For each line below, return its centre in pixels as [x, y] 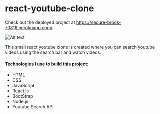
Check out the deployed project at [40, 22]
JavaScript [23, 86]
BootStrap [23, 96]
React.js [21, 91]
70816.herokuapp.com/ [29, 27]
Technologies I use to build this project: [47, 64]
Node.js [20, 102]
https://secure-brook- [99, 22]
